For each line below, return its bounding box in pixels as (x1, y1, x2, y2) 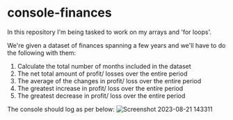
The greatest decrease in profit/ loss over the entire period (17, 92, 186, 100)
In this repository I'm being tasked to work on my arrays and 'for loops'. (7, 28, 212, 36)
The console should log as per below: (7, 105, 115, 113)
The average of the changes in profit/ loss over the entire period (17, 76, 202, 85)
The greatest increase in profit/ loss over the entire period (17, 84, 184, 92)
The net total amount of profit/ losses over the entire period (17, 69, 188, 78)
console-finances (7, 5, 113, 21)
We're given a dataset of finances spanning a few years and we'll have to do (7, 41, 226, 49)
